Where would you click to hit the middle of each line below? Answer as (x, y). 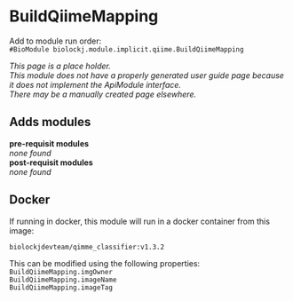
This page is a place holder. (60, 66)
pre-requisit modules (49, 143)
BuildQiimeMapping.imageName (63, 280)
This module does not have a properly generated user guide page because (146, 75)
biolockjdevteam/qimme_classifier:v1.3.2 (87, 247)
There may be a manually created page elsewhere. (103, 94)
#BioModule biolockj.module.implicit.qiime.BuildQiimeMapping (127, 49)
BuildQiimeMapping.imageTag (61, 287)
